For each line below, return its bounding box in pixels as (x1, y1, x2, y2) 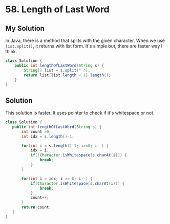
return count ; (21, 205, 52, 210)
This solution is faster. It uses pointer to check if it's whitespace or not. (5, 110, 155, 116)
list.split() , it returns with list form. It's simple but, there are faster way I (5, 43, 163, 49)
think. (5, 49, 17, 54)
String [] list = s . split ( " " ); (24, 68, 91, 73)
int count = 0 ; (21, 129, 52, 134)
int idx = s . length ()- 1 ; (21, 134, 74, 139)
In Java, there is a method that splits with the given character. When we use (5, 37, 165, 43)
